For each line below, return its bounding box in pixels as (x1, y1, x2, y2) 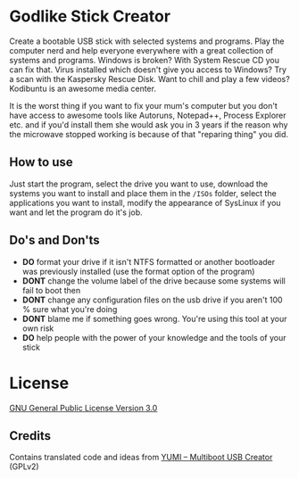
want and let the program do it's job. (9, 207, 143, 218)
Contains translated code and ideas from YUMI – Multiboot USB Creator (9, 452, 273, 463)
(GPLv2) (9, 461, 39, 472)
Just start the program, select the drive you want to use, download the (9, 178, 269, 189)
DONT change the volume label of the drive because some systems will (21, 275, 286, 286)
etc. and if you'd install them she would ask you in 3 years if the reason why (9, 119, 288, 130)
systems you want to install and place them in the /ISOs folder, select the (9, 187, 277, 198)
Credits (9, 428, 52, 443)
